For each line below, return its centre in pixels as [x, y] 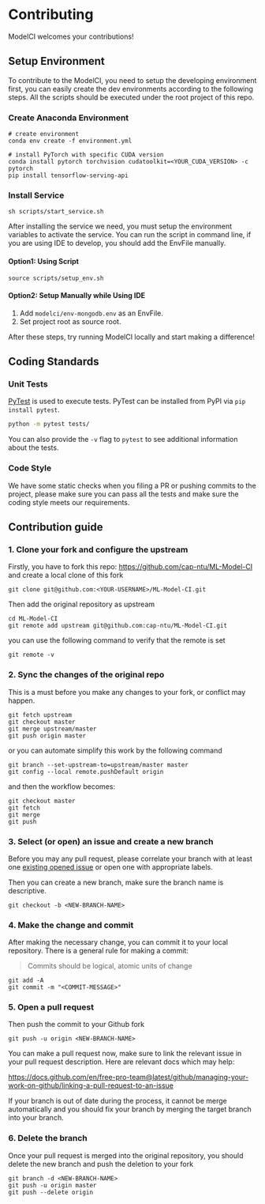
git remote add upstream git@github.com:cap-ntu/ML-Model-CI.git [118, 626]
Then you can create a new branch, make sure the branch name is [116, 882]
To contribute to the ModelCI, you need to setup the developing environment [132, 80]
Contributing [51, 15]
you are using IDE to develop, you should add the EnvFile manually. [117, 243]
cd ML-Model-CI [33, 619]
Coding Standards [54, 362]
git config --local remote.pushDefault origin [86, 772]
